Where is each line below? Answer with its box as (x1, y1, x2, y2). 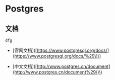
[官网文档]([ (12, 47, 37, 53)
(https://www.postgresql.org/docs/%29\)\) (12, 53, 101, 59)
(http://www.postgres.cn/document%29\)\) (12, 69, 102, 75)
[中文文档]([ (12, 63, 37, 69)
